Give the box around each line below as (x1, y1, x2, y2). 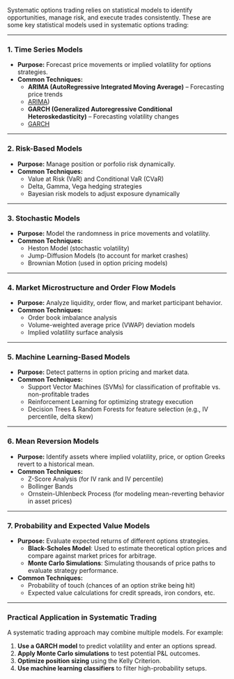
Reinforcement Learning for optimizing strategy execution (27, 398, 194, 406)
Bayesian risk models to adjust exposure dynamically (27, 189, 180, 197)
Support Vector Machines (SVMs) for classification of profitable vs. (27, 383, 221, 391)
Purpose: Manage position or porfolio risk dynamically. (17, 160, 175, 168)
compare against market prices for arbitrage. (27, 551, 157, 560)
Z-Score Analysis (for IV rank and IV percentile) (27, 475, 164, 483)
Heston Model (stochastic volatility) (27, 244, 130, 252)
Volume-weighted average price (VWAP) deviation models (27, 321, 195, 329)
